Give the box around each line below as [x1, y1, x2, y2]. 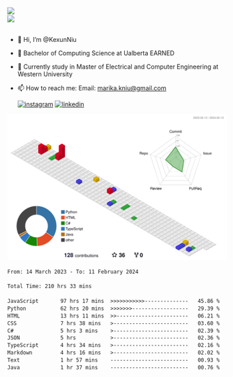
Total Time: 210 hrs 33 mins [7, 283, 92, 290]
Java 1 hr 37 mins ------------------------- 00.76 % [7, 364, 220, 371]
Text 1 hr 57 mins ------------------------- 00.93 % [7, 357, 220, 364]
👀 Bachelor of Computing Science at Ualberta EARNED [17, 49, 175, 57]
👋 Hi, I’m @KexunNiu [17, 36, 77, 44]
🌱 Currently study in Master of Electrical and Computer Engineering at [17, 62, 218, 71]
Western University [17, 70, 73, 78]
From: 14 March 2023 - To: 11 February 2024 [7, 268, 139, 275]
